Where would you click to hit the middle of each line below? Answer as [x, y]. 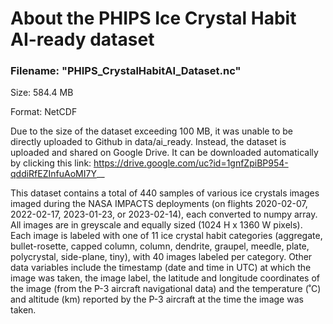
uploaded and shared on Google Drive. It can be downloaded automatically [164, 153]
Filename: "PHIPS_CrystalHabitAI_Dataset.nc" [126, 71]
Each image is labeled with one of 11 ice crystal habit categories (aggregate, [166, 236]
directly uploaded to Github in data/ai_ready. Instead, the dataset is [148, 142]
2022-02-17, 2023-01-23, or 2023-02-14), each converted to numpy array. [164, 214]
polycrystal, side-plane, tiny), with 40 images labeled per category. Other [161, 257]
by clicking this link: [51, 163]
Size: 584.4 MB [42, 93]
